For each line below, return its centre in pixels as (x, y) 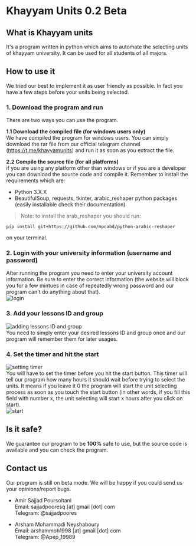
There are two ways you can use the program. (62, 120)
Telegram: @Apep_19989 (45, 537)
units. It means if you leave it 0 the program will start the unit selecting (92, 386)
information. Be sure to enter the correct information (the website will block (97, 279)
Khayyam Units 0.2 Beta (66, 11)
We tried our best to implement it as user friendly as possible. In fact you (94, 85)
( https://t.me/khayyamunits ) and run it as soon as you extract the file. (90, 150)
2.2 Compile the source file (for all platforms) (63, 162)
